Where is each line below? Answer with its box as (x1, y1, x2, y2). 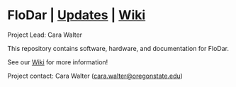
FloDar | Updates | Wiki (7, 7, 146, 23)
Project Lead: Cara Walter (7, 30, 83, 39)
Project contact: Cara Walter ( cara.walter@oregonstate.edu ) (7, 71, 183, 80)
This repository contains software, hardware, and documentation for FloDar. (7, 44, 229, 52)
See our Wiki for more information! (7, 57, 108, 66)
